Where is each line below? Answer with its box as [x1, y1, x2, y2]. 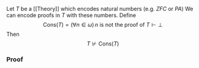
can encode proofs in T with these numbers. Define [6, 12, 137, 19]
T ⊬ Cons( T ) [86, 40, 119, 47]
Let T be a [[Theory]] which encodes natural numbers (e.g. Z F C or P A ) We [6, 5, 193, 12]
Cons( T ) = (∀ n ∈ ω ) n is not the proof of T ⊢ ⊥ [42, 21, 163, 28]
